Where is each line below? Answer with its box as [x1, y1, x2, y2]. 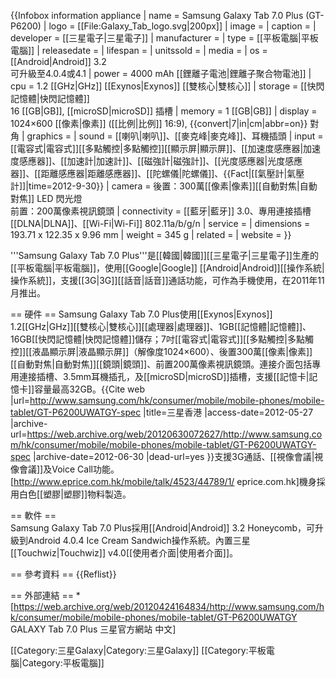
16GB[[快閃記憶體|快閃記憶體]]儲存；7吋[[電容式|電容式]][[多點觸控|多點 [10, 333, 305, 345]
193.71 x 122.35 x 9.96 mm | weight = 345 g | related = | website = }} [10, 229, 292, 240]
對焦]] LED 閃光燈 [10, 193, 83, 204]
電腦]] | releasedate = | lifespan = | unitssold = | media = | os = [10, 45, 268, 56]
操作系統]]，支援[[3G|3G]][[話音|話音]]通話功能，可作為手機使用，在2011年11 [10, 275, 325, 286]
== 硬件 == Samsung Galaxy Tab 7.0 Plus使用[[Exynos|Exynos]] [10, 308, 273, 320]
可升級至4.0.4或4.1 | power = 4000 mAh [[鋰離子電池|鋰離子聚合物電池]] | [10, 68, 312, 79]
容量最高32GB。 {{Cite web [34, 383, 146, 395]
